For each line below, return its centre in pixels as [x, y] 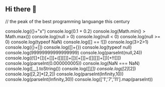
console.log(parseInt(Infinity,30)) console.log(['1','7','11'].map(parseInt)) [79, 79]
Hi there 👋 [21, 9]
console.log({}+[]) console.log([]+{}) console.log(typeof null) [69, 47]
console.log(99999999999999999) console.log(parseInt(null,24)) [74, 52]
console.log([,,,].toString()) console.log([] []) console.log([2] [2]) [71, 68]
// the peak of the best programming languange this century [68, 21]
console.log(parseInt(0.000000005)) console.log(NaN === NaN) [73, 63]
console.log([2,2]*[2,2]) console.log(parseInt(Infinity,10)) [64, 74]
